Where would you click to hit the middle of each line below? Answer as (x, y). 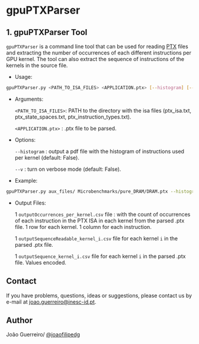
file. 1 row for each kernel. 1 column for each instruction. (83, 227)
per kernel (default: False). (47, 157)
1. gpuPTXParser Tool (47, 32)
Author (19, 320)
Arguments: (29, 99)
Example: (26, 180)
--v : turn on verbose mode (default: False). (68, 169)
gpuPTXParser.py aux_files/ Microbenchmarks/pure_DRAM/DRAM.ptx (87, 191)
